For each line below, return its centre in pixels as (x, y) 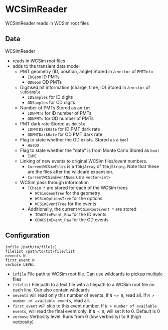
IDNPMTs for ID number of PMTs (59, 113)
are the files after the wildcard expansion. (70, 172)
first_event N (20, 260)
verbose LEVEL (20, 264)
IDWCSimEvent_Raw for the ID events (71, 214)
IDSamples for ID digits (50, 97)
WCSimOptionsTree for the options (69, 198)
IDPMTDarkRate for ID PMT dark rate (64, 129)
